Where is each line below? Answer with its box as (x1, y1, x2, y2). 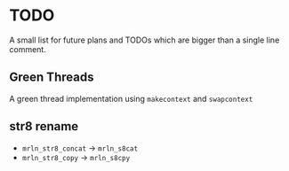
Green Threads (9, 70, 94, 85)
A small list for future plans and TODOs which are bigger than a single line (9, 35, 280, 45)
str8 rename (9, 119, 79, 134)
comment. (9, 43, 46, 54)
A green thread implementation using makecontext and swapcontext (9, 93, 253, 104)
